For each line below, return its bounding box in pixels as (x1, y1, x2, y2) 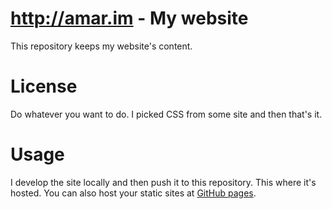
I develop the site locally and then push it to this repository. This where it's (10, 176, 317, 188)
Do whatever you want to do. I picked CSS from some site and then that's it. (10, 108, 323, 120)
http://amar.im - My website (10, 7, 249, 30)
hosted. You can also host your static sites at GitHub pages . (10, 187, 257, 199)
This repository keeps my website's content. (10, 40, 193, 52)
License (10, 75, 78, 98)
